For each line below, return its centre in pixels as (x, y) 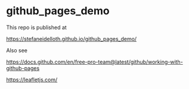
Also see (17, 50)
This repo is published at (36, 27)
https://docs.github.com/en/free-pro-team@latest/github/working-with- (94, 62)
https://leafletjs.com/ (32, 80)
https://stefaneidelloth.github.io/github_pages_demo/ (72, 39)
